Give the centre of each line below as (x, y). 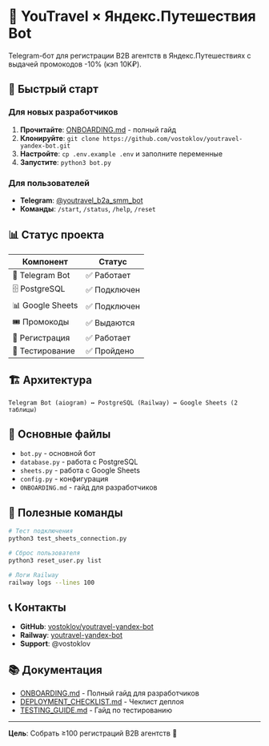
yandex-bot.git (45, 146)
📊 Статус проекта (56, 235)
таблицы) (23, 409)
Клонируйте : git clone (60, 138)
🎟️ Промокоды (41, 321)
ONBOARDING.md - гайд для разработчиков (88, 487)
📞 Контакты (37, 607)
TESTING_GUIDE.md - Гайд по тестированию (96, 710)
